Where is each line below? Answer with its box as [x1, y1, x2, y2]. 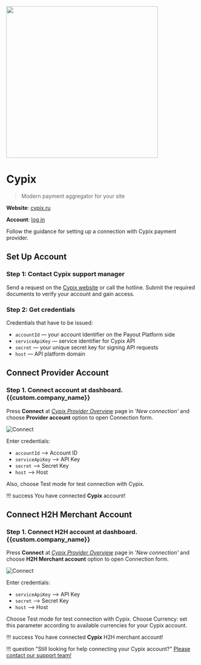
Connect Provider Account [6, 368, 109, 378]
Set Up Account [6, 252, 67, 262]
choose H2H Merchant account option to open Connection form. [6, 555, 169, 563]
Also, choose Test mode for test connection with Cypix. [6, 480, 145, 487]
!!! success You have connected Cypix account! [6, 491, 126, 499]
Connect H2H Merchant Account [6, 510, 132, 519]
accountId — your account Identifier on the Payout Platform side [15, 331, 176, 338]
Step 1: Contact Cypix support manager [6, 270, 125, 278]
